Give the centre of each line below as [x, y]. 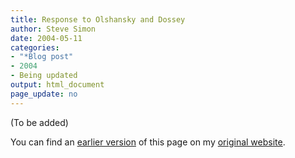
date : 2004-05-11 [46, 38]
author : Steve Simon [53, 29]
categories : [35, 47]
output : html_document [57, 85]
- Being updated [44, 76]
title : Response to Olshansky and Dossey [98, 19]
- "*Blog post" [42, 57]
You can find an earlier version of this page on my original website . [148, 142]
